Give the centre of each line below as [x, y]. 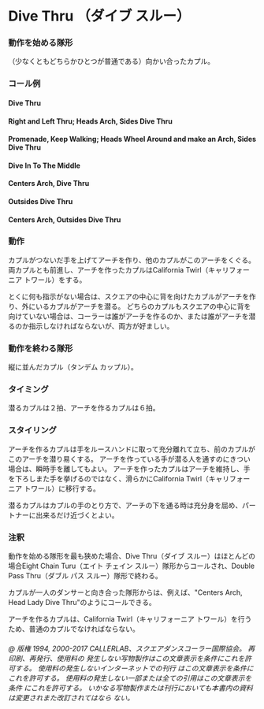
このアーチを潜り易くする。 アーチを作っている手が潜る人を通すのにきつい [129, 458]
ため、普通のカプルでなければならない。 [74, 629]
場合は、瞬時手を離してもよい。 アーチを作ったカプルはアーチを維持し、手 [129, 469]
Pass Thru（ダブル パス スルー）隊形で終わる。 [86, 576]
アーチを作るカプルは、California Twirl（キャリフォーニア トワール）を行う [130, 619]
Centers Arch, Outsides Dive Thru [65, 219]
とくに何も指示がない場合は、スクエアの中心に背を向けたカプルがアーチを [129, 296]
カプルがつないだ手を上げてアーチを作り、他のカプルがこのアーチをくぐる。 [132, 260]
